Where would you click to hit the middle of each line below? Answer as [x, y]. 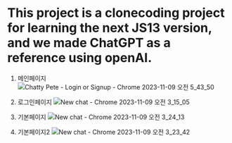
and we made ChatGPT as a [89, 43]
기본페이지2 [34, 132]
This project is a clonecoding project [116, 13]
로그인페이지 [35, 102]
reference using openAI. [80, 58]
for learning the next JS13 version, [110, 28]
